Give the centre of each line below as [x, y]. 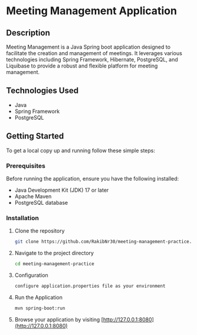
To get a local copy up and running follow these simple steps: [81, 150]
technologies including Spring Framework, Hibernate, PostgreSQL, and [92, 59]
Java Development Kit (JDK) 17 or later [62, 190]
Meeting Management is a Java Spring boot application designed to [88, 47]
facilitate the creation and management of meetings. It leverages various [94, 53]
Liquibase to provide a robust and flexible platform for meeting [82, 66]
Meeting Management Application [91, 11]
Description [28, 33]
